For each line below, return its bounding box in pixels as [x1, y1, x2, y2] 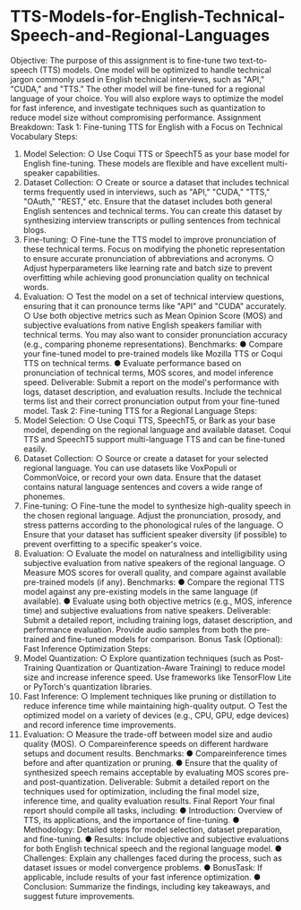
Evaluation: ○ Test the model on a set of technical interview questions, [22, 291, 285, 302]
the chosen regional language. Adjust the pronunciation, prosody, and [22, 510, 281, 520]
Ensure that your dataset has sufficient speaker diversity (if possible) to [22, 528, 288, 539]
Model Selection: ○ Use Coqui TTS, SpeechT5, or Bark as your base [22, 415, 276, 425]
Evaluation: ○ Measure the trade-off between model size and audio [22, 728, 272, 740]
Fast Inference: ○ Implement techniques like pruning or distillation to [22, 691, 277, 701]
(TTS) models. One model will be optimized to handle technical [39, 64, 271, 75]
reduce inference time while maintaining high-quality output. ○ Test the [22, 700, 288, 711]
